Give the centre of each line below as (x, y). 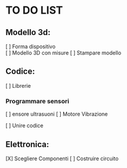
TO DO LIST (34, 10)
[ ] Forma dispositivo (30, 46)
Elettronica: (27, 144)
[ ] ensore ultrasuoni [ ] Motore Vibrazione (57, 114)
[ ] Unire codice (25, 126)
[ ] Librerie (18, 85)
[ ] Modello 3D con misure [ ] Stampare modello (63, 53)
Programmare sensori (37, 101)
